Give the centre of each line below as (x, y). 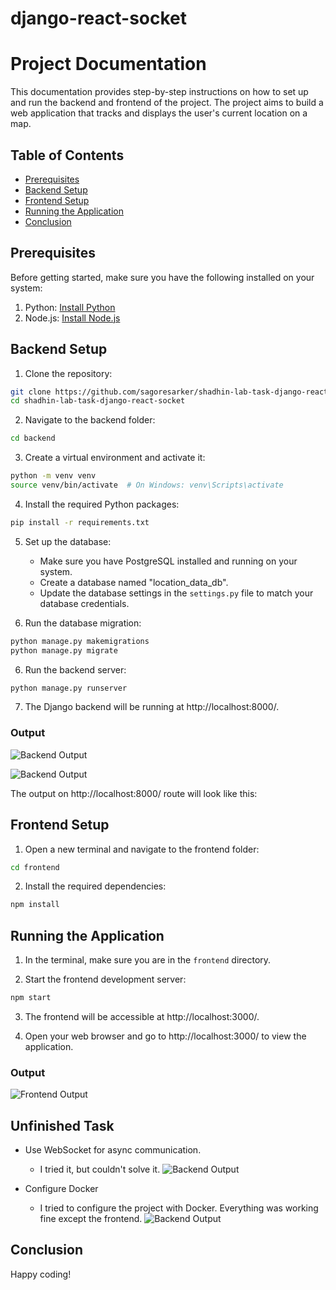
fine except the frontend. (91, 1219)
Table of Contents (67, 155)
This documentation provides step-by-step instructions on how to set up (159, 92)
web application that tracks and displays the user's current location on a (159, 113)
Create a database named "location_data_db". (134, 582)
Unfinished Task (62, 1125)
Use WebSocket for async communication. (113, 1150)
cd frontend (35, 867)
